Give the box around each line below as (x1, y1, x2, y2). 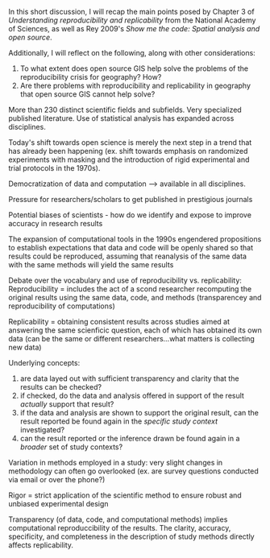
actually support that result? (19, 399, 114, 409)
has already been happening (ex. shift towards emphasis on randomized (8, 147, 248, 155)
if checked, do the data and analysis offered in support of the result (19, 391, 244, 400)
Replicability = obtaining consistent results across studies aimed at (8, 317, 231, 326)
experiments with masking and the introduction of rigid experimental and (8, 155, 250, 164)
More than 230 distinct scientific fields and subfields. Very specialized (8, 105, 242, 114)
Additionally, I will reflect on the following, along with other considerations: (8, 48, 255, 57)
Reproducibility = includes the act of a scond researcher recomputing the (8, 284, 252, 293)
